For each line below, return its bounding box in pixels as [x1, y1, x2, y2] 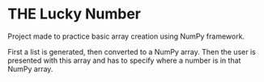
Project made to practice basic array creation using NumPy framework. [7, 31, 245, 41]
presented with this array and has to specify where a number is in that [7, 55, 241, 65]
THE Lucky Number [7, 5, 141, 23]
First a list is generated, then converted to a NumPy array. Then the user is [7, 47, 256, 56]
